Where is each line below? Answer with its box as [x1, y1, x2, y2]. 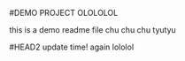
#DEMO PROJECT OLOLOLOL [9, 8, 119, 18]
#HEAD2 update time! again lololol [9, 42, 135, 52]
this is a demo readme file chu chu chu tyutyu [9, 25, 177, 34]
